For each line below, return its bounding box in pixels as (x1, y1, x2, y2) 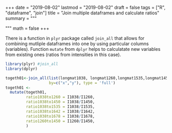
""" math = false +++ (5, 25, 50, 31)
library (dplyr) (5, 66, 38, 71)
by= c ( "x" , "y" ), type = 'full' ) (49, 80, 116, 85)
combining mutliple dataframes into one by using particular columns (5, 41, 149, 47)
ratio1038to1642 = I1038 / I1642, (26, 109, 95, 114)
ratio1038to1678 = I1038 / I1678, (26, 113, 95, 119)
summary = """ (5, 15, 37, 21)
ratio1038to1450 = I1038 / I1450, (26, 100, 95, 105)
